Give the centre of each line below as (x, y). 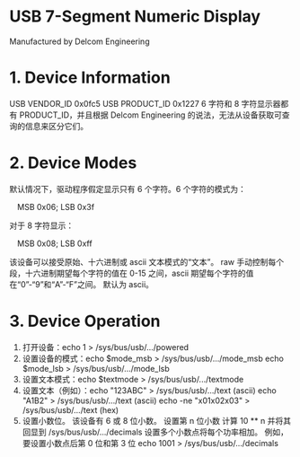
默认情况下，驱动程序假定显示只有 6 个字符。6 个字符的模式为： (128, 189)
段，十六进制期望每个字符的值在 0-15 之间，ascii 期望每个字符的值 (132, 273)
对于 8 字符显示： (42, 225)
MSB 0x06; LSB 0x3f (56, 207)
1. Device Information (90, 78)
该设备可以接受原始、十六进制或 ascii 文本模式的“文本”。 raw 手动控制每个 (147, 261)
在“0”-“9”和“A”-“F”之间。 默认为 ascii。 (82, 284)
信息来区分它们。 (56, 126)
